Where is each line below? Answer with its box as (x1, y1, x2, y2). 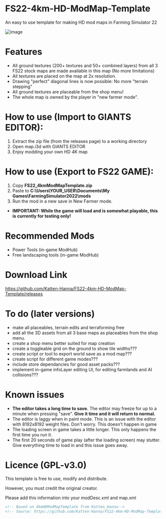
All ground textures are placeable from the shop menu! (12, 88, 124, 94)
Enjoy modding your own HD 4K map (12, 149, 88, 155)
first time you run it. (12, 432, 52, 437)
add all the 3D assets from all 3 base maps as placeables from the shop (12, 330, 158, 336)
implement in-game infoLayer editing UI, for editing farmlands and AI (12, 366, 152, 372)
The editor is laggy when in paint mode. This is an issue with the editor (12, 416, 157, 422)
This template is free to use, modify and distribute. (5, 476, 108, 482)
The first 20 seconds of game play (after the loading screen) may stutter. (12, 437, 161, 443)
